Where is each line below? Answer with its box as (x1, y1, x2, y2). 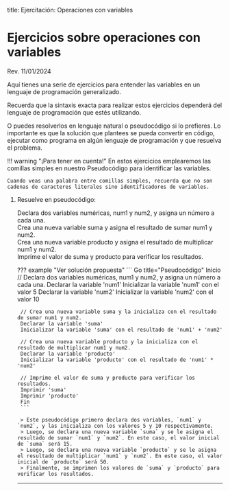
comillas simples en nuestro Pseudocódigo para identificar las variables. (7, 164, 212, 172)
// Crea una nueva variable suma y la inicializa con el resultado (20, 308, 217, 315)
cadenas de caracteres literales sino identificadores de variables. (7, 183, 210, 190)
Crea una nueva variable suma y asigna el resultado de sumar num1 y (16, 223, 213, 231)
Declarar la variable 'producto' (20, 350, 116, 357)
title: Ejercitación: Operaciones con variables (7, 6, 133, 14)
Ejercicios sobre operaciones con (7, 30, 201, 45)
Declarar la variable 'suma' (20, 320, 104, 327)
